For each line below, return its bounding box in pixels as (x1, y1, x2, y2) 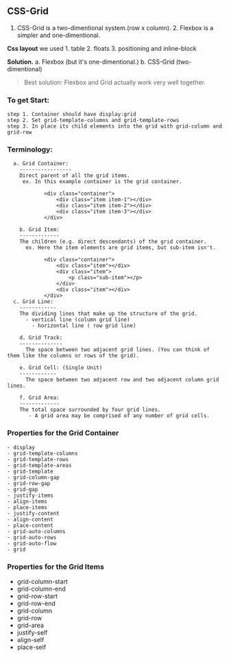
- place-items (7, 504, 48, 510)
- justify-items (7, 492, 53, 499)
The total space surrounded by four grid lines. (19, 406, 161, 414)
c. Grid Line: (13, 298, 53, 305)
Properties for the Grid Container (7, 428, 119, 438)
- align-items (7, 497, 48, 505)
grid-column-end (16, 585, 67, 593)
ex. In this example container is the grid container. (22, 178, 183, 185)
